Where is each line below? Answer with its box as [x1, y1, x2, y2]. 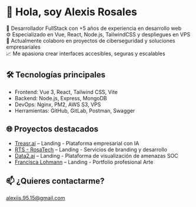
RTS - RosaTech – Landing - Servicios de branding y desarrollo [14, 146, 168, 153]
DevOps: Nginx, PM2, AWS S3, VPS [14, 101, 101, 108]
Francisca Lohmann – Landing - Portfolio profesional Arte [14, 158, 154, 165]
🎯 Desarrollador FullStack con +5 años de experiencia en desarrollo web [6, 25, 181, 32]
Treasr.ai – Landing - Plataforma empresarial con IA [14, 140, 139, 147]
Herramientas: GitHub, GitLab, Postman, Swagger [14, 107, 135, 114]
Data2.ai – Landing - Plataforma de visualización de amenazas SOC [14, 152, 178, 159]
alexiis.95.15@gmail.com [6, 195, 65, 202]
